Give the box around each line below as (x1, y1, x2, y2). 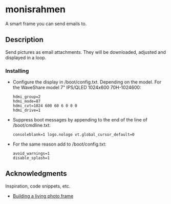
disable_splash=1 (12, 155, 50, 161)
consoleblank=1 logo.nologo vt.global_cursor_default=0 (12, 132, 135, 137)
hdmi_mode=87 (12, 99, 41, 104)
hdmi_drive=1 (12, 108, 41, 113)
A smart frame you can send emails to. (5, 21, 87, 27)
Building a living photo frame (12, 193, 74, 199)
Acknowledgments (5, 169, 68, 178)
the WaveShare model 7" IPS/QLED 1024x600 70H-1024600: (12, 85, 141, 91)
